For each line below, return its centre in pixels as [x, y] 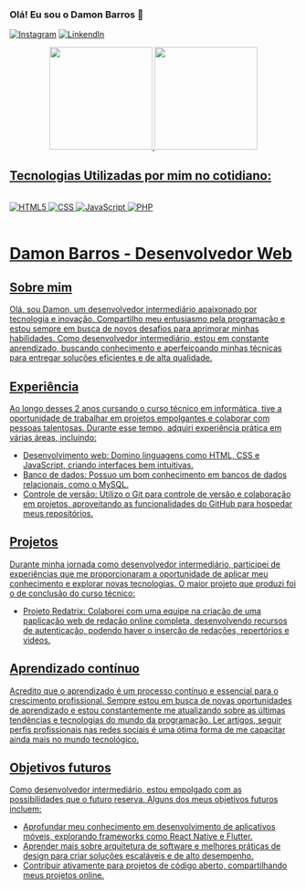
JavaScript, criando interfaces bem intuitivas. [108, 465]
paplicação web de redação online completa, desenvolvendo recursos [155, 621]
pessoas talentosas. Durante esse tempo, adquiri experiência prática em [146, 427]
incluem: [26, 809]
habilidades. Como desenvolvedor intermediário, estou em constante [139, 339]
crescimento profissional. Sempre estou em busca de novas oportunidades [151, 700]
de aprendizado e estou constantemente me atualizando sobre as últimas [148, 710]
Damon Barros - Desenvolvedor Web [151, 254]
